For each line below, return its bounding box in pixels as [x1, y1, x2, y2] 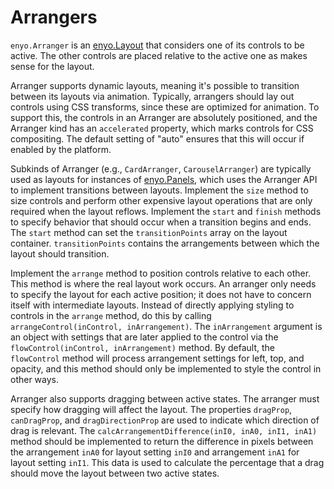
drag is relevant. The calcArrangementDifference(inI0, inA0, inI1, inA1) [10, 424, 318, 436]
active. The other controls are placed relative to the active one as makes [10, 49, 308, 61]
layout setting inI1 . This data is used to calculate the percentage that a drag [10, 456, 325, 468]
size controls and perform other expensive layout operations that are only [10, 194, 313, 206]
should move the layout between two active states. [10, 467, 220, 479]
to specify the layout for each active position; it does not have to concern [10, 288, 312, 300]
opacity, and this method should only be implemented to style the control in [10, 362, 322, 375]
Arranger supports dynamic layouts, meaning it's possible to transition [10, 79, 300, 91]
